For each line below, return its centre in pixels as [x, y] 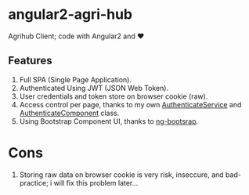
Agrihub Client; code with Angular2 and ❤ [76, 36]
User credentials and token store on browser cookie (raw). [114, 96]
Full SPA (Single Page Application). [75, 79]
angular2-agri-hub [70, 14]
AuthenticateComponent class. [69, 113]
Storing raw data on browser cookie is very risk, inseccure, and [122, 175]
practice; [34, 182]
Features [30, 61]
